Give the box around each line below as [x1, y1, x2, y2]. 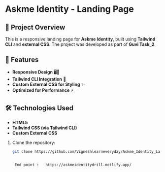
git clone [12, 149, 33, 154]
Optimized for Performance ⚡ [12, 87, 74, 93]
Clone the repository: [12, 139, 56, 145]
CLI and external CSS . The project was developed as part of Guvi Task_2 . [5, 41, 156, 47]
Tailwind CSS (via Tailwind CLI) [12, 125, 77, 131]
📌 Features [5, 56, 39, 64]
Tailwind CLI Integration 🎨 [12, 76, 66, 82]
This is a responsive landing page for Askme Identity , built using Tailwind [5, 36, 156, 42]
